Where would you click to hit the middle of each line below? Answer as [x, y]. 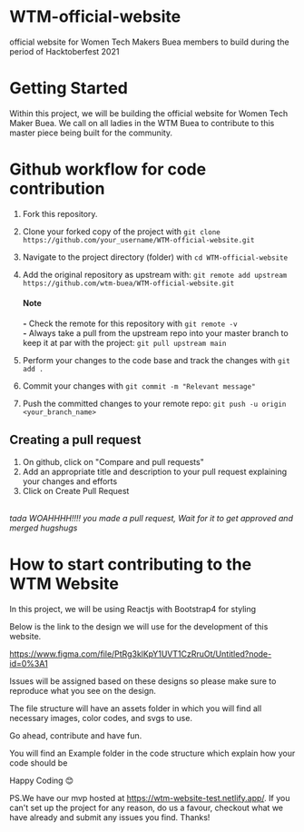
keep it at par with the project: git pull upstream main [124, 343]
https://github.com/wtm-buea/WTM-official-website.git [128, 283]
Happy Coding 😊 [42, 780]
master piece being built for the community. [91, 133]
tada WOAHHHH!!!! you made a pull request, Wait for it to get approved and [151, 518]
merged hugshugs [44, 528]
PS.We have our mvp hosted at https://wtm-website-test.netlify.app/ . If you [150, 797]
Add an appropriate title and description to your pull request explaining [155, 471]
